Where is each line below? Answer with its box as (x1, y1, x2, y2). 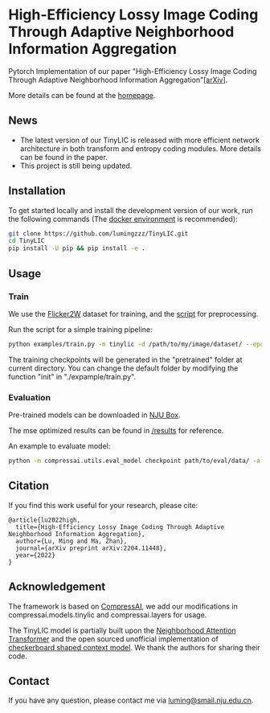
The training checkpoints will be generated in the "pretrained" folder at (8, 354, 243, 364)
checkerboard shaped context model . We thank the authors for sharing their (8, 642, 260, 652)
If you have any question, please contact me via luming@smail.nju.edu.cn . (8, 695, 254, 705)
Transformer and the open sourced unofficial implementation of (8, 633, 219, 644)
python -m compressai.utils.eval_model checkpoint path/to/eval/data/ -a (8, 457, 261, 465)
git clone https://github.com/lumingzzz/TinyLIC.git (8, 229, 189, 238)
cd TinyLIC (8, 237, 45, 245)
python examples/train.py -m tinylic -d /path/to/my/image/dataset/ (8, 340, 243, 348)
